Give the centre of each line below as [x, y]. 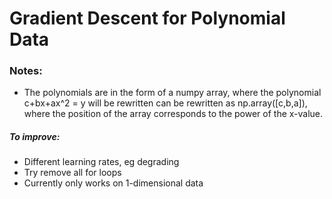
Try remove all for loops [72, 173]
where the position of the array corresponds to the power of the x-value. [173, 114]
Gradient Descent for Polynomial [147, 18]
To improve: [35, 137]
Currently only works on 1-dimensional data [113, 183]
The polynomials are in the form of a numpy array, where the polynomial [172, 93]
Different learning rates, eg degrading [101, 162]
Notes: [26, 71]
